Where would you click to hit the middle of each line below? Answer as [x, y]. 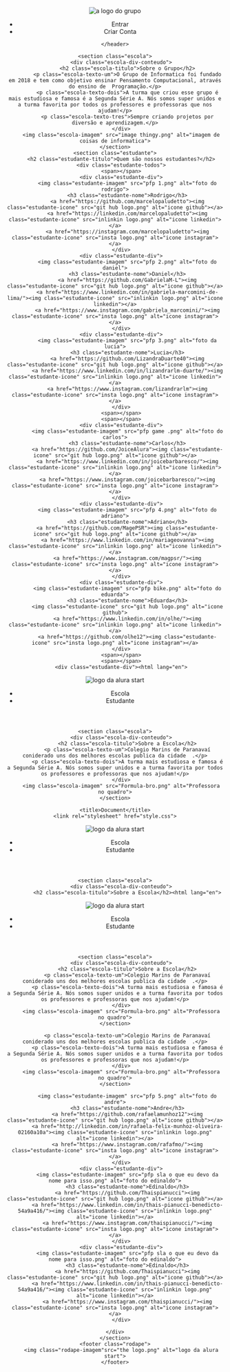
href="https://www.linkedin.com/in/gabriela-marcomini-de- [132, 292]
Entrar [120, 24]
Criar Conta [120, 31]
